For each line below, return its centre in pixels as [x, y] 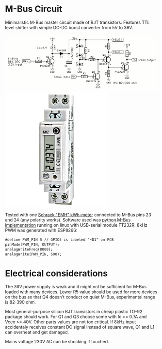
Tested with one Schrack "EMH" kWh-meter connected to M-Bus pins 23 [78, 215]
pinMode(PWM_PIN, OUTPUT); [32, 244]
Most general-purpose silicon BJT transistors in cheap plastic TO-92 [74, 312]
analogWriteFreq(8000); [29, 249]
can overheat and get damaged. [37, 332]
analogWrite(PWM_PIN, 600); [33, 254]
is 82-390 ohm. [21, 302]
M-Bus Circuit [34, 9]
